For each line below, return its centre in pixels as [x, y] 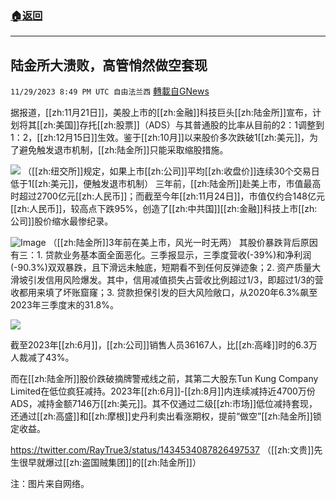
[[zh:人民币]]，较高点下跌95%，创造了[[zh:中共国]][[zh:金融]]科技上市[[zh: [164, 209]
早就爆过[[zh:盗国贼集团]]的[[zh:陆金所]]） [114, 463]
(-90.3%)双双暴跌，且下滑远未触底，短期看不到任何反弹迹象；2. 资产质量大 [166, 268]
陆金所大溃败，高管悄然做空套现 [109, 65]
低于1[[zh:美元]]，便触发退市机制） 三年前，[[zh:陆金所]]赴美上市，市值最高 [166, 184]
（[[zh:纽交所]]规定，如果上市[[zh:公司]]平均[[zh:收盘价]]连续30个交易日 [171, 171]
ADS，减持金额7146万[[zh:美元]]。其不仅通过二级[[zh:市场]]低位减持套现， [164, 404]
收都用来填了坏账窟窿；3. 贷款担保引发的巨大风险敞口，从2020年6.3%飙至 [164, 293]
